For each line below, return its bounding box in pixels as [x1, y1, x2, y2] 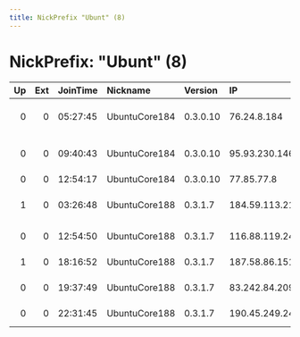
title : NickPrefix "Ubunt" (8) [9, 13, 126, 22]
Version [184, 84, 219, 97]
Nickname [106, 84, 151, 97]
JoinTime [57, 84, 98, 97]
